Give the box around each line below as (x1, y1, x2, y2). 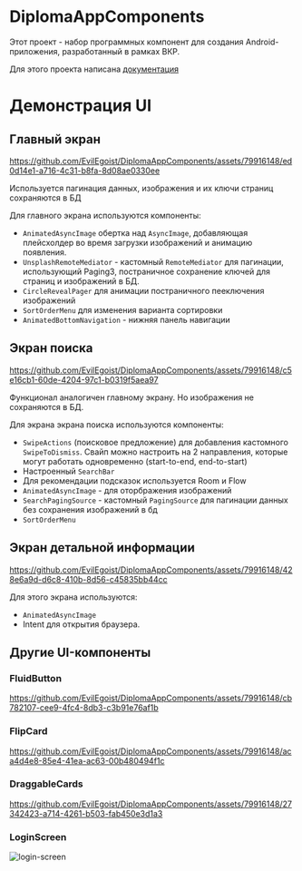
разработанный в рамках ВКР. (62, 45, 180, 56)
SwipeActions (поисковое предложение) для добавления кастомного (22, 436, 288, 447)
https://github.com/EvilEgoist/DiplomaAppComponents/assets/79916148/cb (9, 692, 293, 704)
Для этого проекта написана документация (9, 64, 180, 74)
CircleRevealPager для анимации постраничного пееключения (22, 285, 265, 296)
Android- (245, 36, 279, 47)
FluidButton (9, 671, 62, 684)
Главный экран (9, 132, 102, 147)
